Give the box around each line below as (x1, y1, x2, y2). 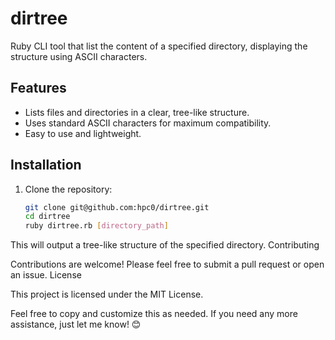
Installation (10, 157, 82, 174)
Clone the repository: (24, 183, 113, 195)
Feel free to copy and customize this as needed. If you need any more (10, 308, 298, 320)
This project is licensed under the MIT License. (10, 288, 204, 301)
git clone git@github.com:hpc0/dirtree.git (24, 202, 210, 212)
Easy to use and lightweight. (24, 127, 142, 139)
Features (10, 80, 67, 97)
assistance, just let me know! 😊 (10, 318, 142, 331)
